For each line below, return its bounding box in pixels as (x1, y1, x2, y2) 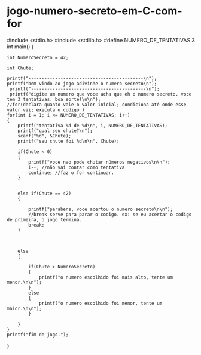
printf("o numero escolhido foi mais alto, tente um (38, 274, 173, 280)
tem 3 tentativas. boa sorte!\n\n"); (7, 96, 101, 102)
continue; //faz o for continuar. (28, 169, 114, 176)
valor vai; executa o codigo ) (7, 106, 85, 113)
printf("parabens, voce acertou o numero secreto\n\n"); (28, 206, 173, 212)
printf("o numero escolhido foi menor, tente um (38, 300, 163, 306)
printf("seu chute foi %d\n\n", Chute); (17, 138, 120, 144)
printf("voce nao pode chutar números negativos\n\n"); (28, 159, 170, 165)
